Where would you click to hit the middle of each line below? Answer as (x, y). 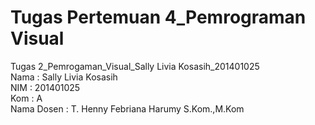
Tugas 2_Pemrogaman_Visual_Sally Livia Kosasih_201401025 (135, 66)
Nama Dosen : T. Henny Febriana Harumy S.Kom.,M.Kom (127, 108)
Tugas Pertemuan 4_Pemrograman (158, 17)
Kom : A (26, 98)
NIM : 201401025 (45, 87)
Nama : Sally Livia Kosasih (64, 77)
